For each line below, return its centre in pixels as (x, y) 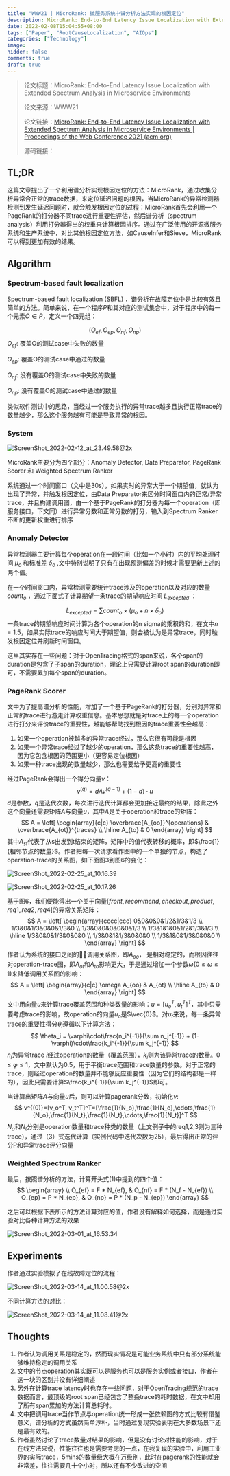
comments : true (29, 58)
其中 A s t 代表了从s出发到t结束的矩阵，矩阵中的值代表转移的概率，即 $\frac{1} (113, 842)
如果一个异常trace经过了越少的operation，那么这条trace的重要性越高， (117, 747)
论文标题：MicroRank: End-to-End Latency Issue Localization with (117, 85)
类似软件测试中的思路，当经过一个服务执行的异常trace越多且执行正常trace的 (115, 407)
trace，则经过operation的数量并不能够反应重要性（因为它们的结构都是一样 (112, 1073)
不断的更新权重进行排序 (40, 520)
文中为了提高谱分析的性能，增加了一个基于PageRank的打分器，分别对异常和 (114, 707)
